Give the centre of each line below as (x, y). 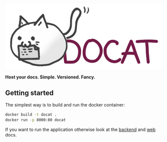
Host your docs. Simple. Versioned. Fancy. (50, 77)
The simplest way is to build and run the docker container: (65, 105)
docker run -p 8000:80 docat (35, 120)
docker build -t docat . (31, 114)
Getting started (29, 93)
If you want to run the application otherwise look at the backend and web (80, 129)
